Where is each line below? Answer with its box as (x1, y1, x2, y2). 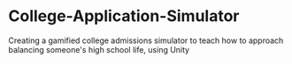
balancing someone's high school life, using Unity (8, 44, 190, 54)
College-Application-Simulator (8, 6, 240, 26)
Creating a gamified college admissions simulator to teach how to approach (8, 35, 284, 46)
